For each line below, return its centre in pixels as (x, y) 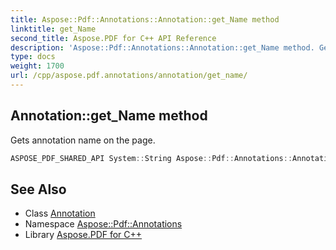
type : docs (33, 57)
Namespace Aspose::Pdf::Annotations (103, 224)
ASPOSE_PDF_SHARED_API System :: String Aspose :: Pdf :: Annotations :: (151, 158)
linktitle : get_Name (53, 29)
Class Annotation (60, 213)
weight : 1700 (37, 66)
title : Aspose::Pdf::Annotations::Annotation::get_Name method (145, 19)
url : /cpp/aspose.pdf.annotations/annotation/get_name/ (129, 76)
